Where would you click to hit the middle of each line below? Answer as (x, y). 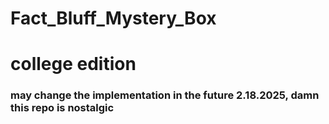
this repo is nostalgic (62, 108)
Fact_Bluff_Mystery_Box (113, 18)
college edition (73, 64)
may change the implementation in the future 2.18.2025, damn (165, 95)
